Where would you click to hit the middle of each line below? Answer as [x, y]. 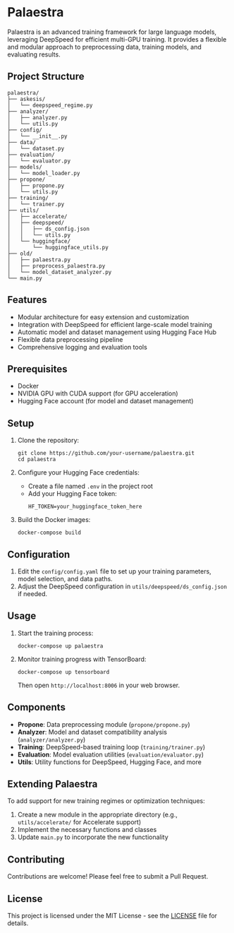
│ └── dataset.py [36, 148]
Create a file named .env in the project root [91, 486]
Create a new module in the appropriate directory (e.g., [97, 815]
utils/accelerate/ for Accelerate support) [79, 822]
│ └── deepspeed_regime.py [50, 105]
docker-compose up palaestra [60, 646]
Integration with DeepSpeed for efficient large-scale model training [115, 324]
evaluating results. [34, 54]
